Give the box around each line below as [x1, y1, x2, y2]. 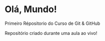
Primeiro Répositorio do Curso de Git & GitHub [5, 20, 100, 26]
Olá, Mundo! [5, 4, 57, 15]
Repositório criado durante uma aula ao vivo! [5, 30, 97, 36]
